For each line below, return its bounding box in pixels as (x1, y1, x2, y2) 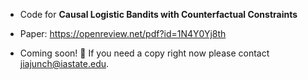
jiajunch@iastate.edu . (19, 58, 110, 69)
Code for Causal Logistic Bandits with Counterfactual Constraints (19, 9, 298, 20)
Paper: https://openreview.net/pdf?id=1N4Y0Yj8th (19, 28, 227, 39)
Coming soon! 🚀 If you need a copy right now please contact (19, 47, 270, 59)
